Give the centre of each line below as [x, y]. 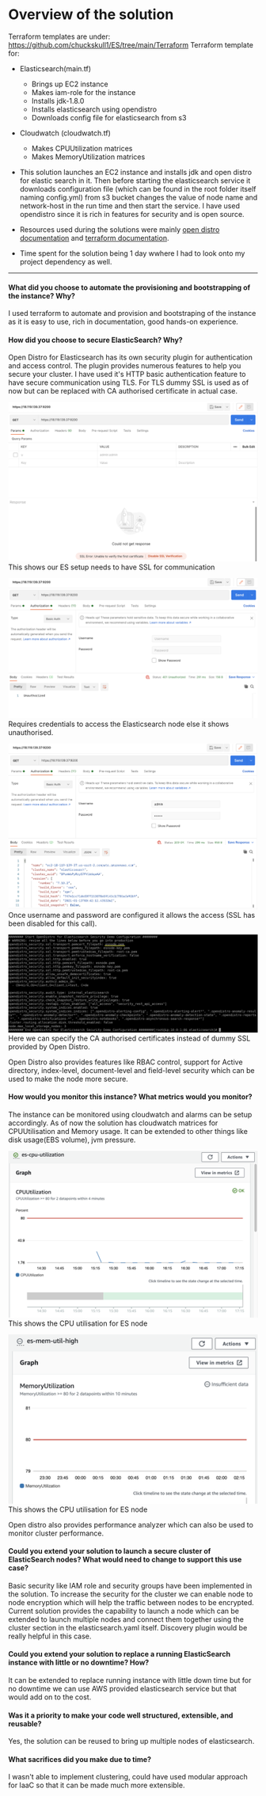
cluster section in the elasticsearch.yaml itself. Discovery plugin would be [128, 1627]
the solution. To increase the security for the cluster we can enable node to [131, 1594]
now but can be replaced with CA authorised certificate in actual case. [123, 391]
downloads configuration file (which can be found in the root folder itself [138, 188]
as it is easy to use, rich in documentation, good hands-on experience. [123, 322]
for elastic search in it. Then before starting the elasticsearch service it [135, 181]
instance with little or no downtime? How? [79, 1663]
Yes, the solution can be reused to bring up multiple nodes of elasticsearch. [131, 1741]
